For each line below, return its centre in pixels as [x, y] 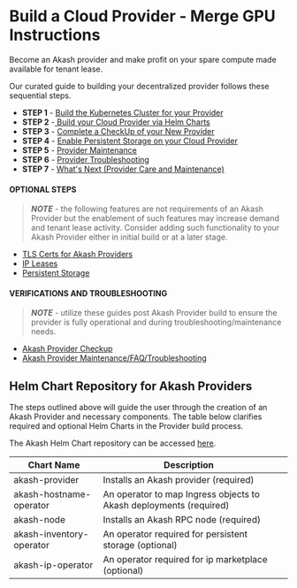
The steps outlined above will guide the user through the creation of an [138, 408]
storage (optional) [141, 546]
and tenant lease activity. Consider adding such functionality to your [155, 228]
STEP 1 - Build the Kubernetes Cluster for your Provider [122, 112]
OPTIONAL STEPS [43, 189]
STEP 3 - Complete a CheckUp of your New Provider [118, 131]
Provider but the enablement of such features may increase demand [155, 218]
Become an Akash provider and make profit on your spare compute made [143, 59]
